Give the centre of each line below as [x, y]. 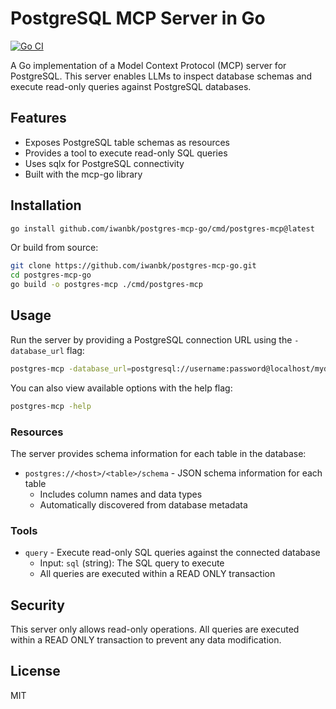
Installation [46, 205]
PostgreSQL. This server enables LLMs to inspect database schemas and [161, 76]
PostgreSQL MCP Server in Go [138, 18]
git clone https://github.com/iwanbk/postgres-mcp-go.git [133, 266]
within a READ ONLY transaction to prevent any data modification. [146, 640]
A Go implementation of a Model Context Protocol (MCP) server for [148, 65]
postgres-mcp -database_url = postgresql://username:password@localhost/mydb [171, 368]
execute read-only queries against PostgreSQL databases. [131, 86]
